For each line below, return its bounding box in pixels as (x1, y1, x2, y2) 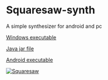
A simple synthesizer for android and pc (6, 23, 102, 30)
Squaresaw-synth (6, 3, 95, 17)
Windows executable (6, 34, 57, 41)
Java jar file (6, 45, 34, 52)
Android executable (6, 56, 54, 63)
